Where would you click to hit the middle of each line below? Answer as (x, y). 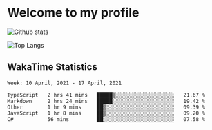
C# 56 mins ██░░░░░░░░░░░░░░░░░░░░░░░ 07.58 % (106, 119)
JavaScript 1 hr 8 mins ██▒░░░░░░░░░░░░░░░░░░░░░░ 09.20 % (106, 113)
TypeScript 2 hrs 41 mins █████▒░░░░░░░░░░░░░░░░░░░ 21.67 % (106, 95)
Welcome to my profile (73, 13)
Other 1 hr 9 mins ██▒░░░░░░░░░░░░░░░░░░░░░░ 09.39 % (106, 107)
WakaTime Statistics (52, 67)
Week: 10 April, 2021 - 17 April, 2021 (65, 83)
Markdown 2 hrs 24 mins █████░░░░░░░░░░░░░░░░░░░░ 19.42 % (106, 101)
